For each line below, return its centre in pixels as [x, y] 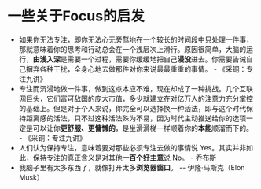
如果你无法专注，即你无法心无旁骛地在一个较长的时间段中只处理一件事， [136, 39]
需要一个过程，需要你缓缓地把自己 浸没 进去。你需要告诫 [157, 59]
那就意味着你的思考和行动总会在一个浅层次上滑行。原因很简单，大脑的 [132, 49]
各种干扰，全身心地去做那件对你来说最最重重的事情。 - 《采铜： [143, 69]
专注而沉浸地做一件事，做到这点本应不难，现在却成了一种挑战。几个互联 [136, 88]
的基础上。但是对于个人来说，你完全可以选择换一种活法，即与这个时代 [132, 108]
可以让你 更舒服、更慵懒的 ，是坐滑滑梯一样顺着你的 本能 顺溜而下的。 [143, 128]
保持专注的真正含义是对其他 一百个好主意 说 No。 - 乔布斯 [125, 157]
